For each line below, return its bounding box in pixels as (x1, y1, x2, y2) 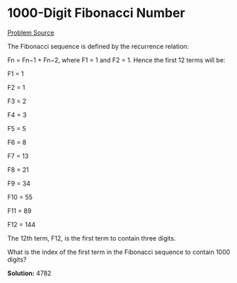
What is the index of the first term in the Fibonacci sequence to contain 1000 (7, 248, 231, 256)
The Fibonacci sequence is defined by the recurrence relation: (7, 42, 190, 50)
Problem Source (7, 28, 54, 37)
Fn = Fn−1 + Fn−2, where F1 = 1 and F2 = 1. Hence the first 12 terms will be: (7, 55, 226, 64)
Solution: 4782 (7, 269, 52, 277)
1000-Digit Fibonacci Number (7, 5, 185, 21)
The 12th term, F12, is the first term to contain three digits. (7, 233, 176, 242)
